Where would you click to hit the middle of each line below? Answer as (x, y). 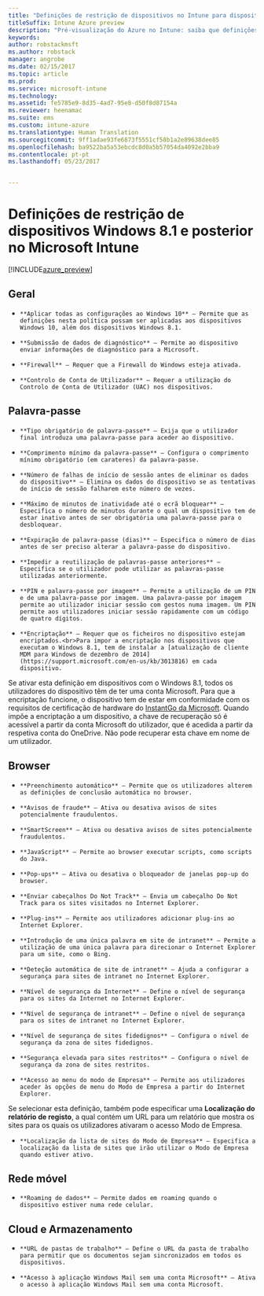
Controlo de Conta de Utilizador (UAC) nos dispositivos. (116, 387)
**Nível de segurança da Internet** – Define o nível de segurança (132, 992)
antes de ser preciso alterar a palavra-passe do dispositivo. (125, 547)
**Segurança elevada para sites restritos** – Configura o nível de (134, 1058)
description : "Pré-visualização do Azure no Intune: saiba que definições (133, 30)
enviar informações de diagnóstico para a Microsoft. (109, 350)
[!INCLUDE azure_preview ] (50, 270)
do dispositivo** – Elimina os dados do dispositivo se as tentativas (137, 482)
